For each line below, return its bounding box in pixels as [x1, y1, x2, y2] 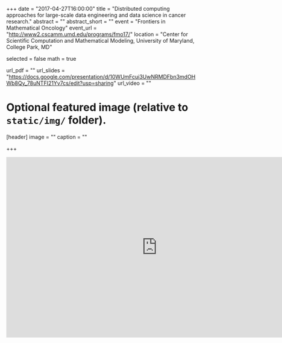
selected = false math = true [6, 55, 77, 62]
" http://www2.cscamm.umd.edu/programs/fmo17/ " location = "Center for [6, 31, 189, 38]
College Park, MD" [6, 43, 52, 51]
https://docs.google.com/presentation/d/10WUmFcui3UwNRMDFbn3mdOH [8, 73, 196, 80]
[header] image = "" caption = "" [6, 133, 87, 140]
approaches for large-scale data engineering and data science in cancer [6, 11, 186, 19]
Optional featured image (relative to [6, 100, 189, 114]
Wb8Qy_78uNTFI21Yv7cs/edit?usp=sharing [6, 79, 114, 87]
